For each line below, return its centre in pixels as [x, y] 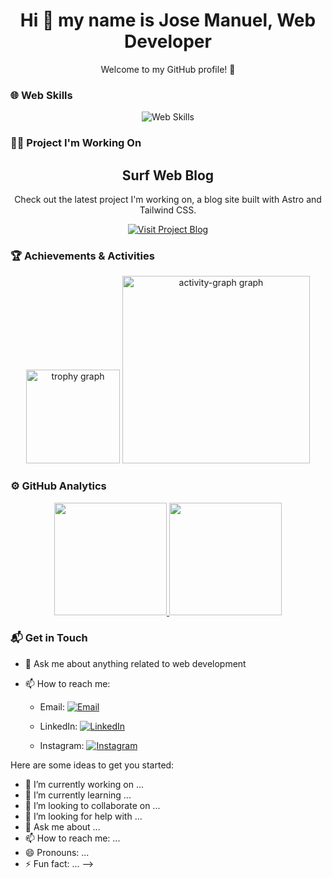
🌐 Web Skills [41, 95]
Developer [168, 41]
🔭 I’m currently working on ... [84, 784]
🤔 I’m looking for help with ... [83, 816]
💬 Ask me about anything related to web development [135, 663]
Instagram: [62, 745]
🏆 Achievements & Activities [82, 256]
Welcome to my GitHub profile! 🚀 [168, 69]
